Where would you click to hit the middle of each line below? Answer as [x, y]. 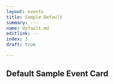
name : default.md [28, 28]
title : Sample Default [34, 17]
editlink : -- [22, 34]
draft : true [21, 45]
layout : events [25, 12]
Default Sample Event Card [57, 74]
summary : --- [22, 22]
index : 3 [17, 39]
